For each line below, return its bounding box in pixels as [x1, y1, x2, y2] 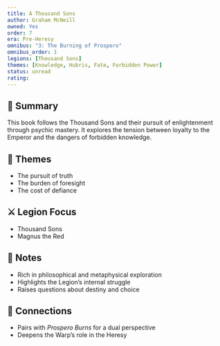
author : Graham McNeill [7, 17, 76, 24]
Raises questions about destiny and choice [17, 285, 140, 293]
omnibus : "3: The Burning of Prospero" [7, 42, 122, 49]
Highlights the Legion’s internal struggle [17, 277, 131, 286]
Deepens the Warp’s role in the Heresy [17, 331, 127, 339]
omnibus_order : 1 [7, 49, 57, 56]
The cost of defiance [17, 186, 77, 194]
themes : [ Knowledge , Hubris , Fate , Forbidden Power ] [7, 62, 163, 69]
